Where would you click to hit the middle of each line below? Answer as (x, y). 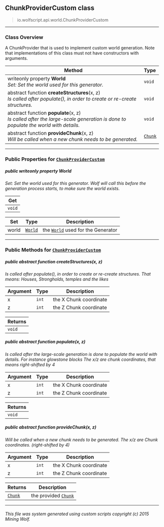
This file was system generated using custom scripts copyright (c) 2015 (77, 514)
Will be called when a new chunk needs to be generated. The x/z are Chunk (82, 439)
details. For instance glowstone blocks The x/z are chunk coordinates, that (81, 359)
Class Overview (24, 37)
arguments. (17, 58)
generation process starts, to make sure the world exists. (62, 188)
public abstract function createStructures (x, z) (54, 261)
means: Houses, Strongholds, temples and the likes (57, 279)
